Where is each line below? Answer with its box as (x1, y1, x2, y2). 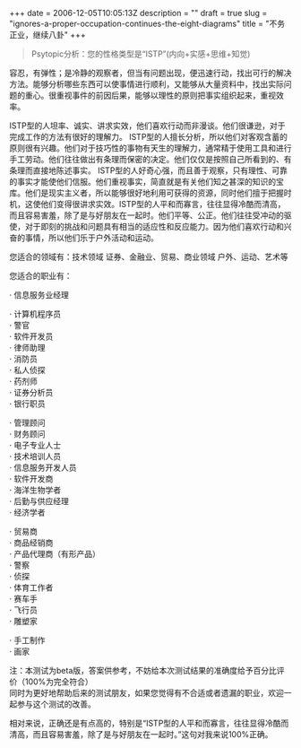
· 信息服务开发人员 (9, 462, 77, 473)
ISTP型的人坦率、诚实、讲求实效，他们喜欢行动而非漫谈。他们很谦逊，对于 (9, 120, 286, 131)
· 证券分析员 (9, 387, 54, 397)
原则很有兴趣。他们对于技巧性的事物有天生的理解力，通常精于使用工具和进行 (9, 143, 292, 153)
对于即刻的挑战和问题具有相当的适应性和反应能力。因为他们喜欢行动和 (24, 222, 284, 231)
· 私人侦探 (9, 365, 46, 375)
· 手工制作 (9, 635, 46, 645)
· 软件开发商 (9, 474, 54, 483)
